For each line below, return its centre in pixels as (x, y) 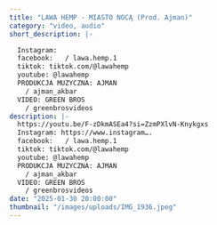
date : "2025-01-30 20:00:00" (63, 199)
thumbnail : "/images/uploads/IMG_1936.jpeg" (93, 207)
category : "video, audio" (57, 26)
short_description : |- (51, 34)
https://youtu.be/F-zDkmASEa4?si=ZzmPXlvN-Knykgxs (113, 125)
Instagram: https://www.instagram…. (85, 133)
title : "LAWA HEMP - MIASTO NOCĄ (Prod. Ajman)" (101, 17)
